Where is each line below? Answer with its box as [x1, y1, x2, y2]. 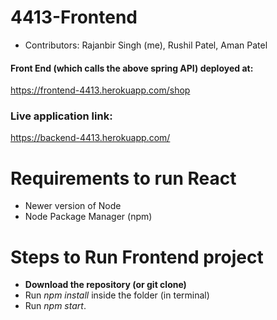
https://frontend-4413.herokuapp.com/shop [10, 84, 191, 96]
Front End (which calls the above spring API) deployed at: [10, 62, 254, 74]
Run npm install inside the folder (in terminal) [24, 289, 210, 301]
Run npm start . [24, 300, 87, 312]
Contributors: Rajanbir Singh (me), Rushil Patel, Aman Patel [24, 39, 268, 51]
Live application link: [10, 109, 113, 123]
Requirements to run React [10, 167, 237, 190]
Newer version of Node [24, 200, 122, 212]
